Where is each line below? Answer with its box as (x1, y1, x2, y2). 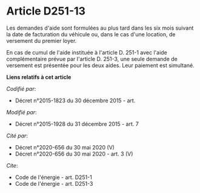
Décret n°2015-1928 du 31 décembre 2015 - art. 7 (15, 120, 139, 128)
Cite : (6, 162, 18, 169)
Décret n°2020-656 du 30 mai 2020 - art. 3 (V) (15, 150, 133, 157)
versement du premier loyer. (6, 37, 77, 44)
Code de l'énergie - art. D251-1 (15, 174, 92, 181)
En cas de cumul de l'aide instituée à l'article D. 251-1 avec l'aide (6, 48, 168, 56)
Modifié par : (6, 108, 38, 116)
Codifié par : (6, 85, 36, 92)
